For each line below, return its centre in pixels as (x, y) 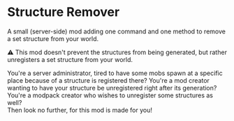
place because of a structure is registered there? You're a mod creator (108, 80)
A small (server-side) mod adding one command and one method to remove (116, 31)
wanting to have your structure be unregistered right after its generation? (112, 88)
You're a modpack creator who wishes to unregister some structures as (110, 95)
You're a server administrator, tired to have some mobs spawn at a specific (115, 73)
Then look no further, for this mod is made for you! (80, 110)
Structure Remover (64, 12)
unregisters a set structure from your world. (70, 59)
